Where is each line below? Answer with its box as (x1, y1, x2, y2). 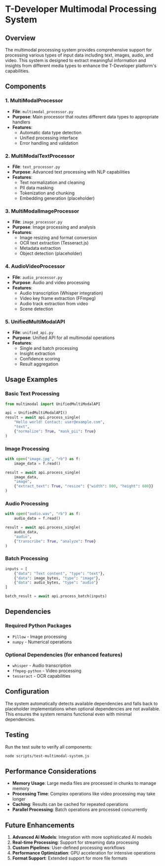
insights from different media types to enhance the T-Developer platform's (5, 63, 157, 68)
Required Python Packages (5, 622, 72, 629)
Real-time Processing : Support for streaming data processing (12, 839, 139, 846)
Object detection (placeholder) (19, 250, 82, 256)
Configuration (5, 688, 49, 696)
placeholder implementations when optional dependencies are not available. (5, 705, 161, 712)
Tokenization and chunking (19, 190, 75, 196)
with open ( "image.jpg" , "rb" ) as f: (5, 456, 81, 462)
